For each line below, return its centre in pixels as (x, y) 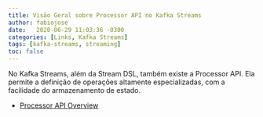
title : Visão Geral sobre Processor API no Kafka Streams (105, 15)
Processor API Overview (59, 105)
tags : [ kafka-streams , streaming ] (65, 44)
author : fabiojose (38, 23)
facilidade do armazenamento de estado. (75, 90)
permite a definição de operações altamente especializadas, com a (117, 82)
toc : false (26, 51)
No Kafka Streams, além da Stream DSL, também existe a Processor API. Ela (131, 74)
